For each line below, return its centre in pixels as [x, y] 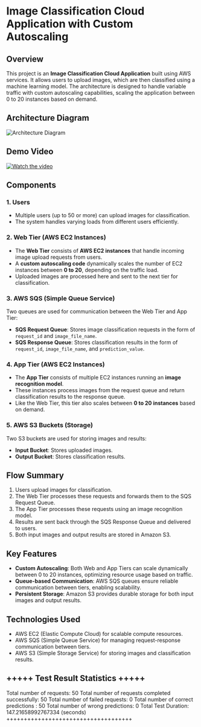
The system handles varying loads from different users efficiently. [97, 222]
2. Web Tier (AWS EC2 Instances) [56, 238]
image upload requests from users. [59, 257]
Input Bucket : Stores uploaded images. [64, 450]
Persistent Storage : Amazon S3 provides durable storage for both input [104, 594]
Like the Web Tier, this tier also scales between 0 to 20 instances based [105, 403]
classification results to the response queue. [70, 397]
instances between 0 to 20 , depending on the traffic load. [87, 270]
